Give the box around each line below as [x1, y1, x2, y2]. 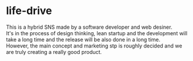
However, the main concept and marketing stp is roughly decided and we [6, 42, 182, 49]
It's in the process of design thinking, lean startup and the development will [6, 29, 188, 36]
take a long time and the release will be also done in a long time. [6, 36, 161, 43]
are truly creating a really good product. [6, 48, 102, 55]
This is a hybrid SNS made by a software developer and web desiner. [6, 23, 173, 30]
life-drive [6, 4, 53, 18]
